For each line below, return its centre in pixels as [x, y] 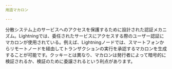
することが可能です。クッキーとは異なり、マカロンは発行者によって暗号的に [86, 55]
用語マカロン [17, 10]
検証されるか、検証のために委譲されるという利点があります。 [70, 61]
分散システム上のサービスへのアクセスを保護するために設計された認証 [79, 29]
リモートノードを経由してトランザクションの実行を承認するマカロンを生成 [88, 48]
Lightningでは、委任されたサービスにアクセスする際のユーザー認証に [91, 36]
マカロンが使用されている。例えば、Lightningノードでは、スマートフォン [83, 42]
